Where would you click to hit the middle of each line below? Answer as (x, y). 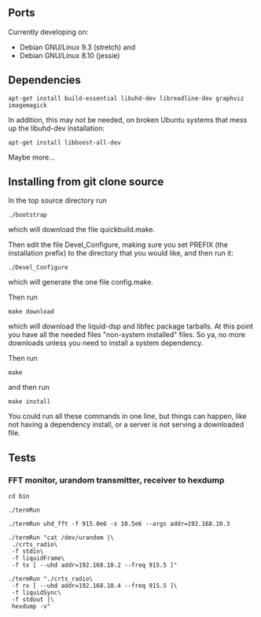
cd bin (19, 497)
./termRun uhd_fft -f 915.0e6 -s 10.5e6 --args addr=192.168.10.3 (119, 524)
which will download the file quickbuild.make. (82, 230)
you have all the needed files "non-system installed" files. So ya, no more (127, 335)
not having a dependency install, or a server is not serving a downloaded (126, 424)
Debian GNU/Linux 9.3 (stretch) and (77, 47)
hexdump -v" (31, 607)
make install (29, 402)
